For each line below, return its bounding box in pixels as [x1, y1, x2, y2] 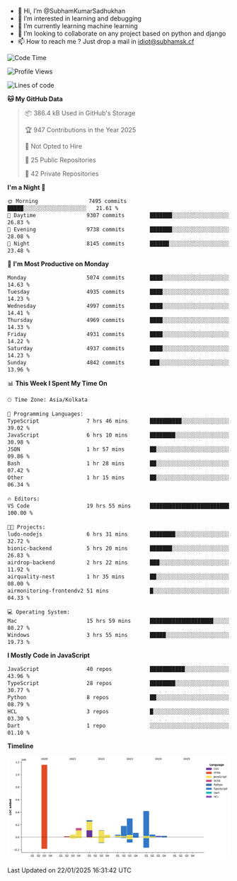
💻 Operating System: [7, 609, 71, 616]
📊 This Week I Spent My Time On [7, 379, 108, 387]
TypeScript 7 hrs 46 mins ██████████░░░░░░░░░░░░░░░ [7, 418, 230, 425]
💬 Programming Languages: [7, 410, 83, 418]
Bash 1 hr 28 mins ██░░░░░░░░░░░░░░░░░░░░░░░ [7, 460, 230, 467]
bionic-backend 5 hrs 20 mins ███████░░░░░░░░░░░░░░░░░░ [7, 545, 230, 552]
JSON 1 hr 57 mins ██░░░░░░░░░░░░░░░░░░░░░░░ [7, 446, 230, 453]
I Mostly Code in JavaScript [7, 651, 91, 660]
